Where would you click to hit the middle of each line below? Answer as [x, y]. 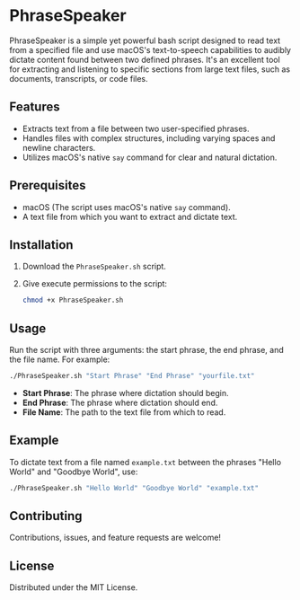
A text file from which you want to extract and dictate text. [130, 216]
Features [35, 107]
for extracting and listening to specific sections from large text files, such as [150, 69]
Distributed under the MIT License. [74, 587]
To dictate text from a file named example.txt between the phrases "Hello [145, 462]
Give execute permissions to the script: [95, 284]
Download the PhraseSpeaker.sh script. [94, 267]
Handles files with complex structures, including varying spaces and [149, 138]
